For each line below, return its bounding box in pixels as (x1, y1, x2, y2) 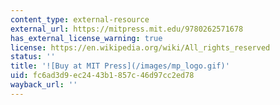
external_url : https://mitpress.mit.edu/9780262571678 (10, 24, 244, 34)
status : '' (10, 52, 56, 62)
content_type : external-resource (10, 14, 150, 25)
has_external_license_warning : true (10, 33, 163, 43)
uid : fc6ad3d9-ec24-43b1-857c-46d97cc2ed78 (10, 71, 195, 81)
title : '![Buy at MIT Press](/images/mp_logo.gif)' (10, 61, 230, 71)
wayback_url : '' (10, 80, 78, 90)
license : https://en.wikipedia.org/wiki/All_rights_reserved (10, 42, 271, 53)
